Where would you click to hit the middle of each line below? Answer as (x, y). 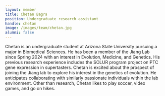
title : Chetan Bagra (27, 14)
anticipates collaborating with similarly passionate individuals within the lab (82, 78)
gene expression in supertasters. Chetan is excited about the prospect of (80, 67)
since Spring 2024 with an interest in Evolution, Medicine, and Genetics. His (82, 57)
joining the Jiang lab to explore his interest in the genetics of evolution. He (81, 73)
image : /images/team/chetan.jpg (38, 28)
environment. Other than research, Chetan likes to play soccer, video (75, 83)
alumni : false (20, 32)
